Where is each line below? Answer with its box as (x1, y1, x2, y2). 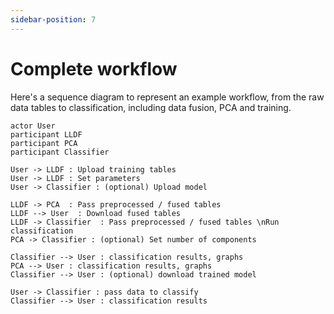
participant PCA (10, 138, 78, 148)
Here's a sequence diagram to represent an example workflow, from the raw (10, 91, 325, 103)
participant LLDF (10, 129, 83, 140)
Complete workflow (10, 57, 178, 80)
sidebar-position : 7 (10, 14, 97, 25)
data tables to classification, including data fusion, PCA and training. (10, 101, 292, 113)
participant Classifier (10, 147, 110, 157)
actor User (10, 121, 56, 131)
